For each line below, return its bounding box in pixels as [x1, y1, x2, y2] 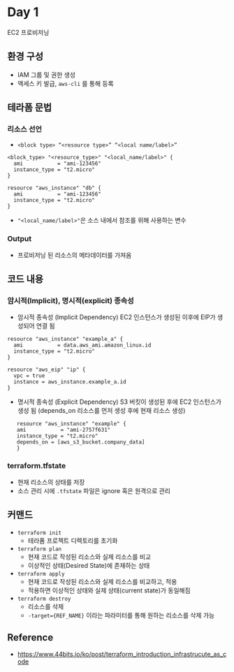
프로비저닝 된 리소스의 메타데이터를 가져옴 [17, 251, 132, 259]
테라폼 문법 [7, 102, 52, 114]
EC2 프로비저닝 [7, 28, 50, 36]
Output [7, 234, 32, 244]
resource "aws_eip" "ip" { [7, 366, 86, 374]
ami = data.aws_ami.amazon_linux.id [13, 342, 152, 349]
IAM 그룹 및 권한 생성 [17, 71, 75, 79]
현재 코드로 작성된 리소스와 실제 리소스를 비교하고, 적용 [27, 577, 177, 585]
